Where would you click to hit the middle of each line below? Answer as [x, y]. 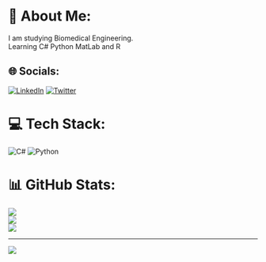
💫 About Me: [50, 16]
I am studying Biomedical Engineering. [71, 38]
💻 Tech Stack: [57, 124]
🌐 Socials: [34, 72]
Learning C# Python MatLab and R [65, 46]
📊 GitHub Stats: [62, 184]
